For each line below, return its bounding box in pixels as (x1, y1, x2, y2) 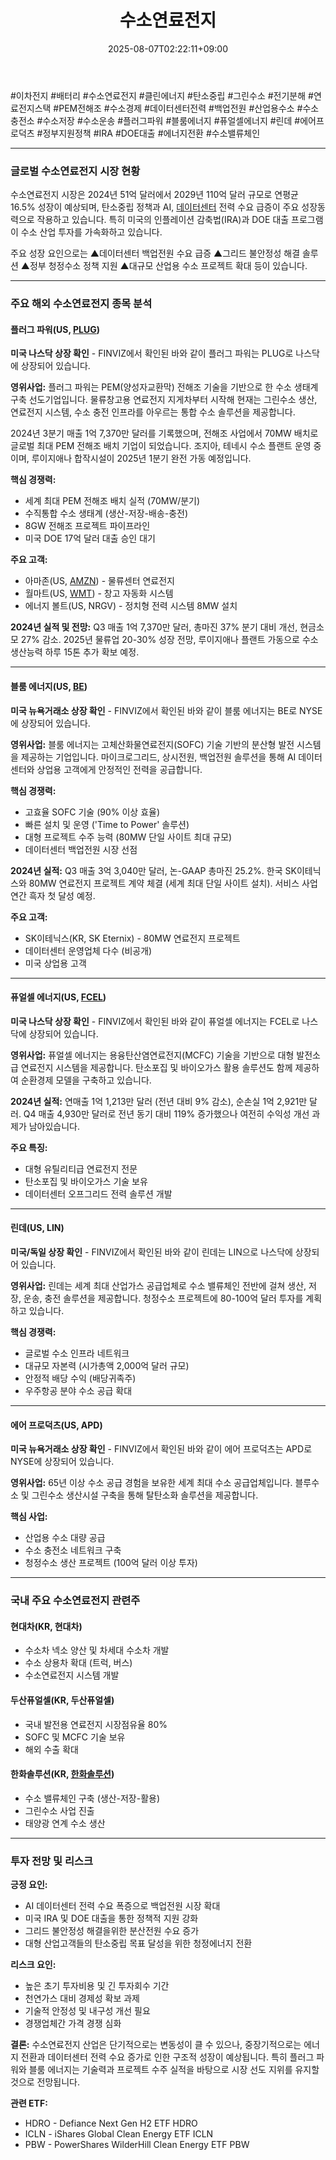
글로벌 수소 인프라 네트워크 (24, 1347, 130, 1359)
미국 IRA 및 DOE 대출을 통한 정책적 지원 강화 (24, 1912, 199, 1924)
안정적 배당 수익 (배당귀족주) (24, 1372, 137, 1384)
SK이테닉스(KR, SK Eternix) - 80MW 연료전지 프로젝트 (24, 932, 241, 944)
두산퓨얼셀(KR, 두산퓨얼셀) (10, 1694, 115, 1706)
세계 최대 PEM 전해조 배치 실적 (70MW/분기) (24, 495, 201, 507)
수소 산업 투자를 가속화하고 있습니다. (20, 226, 163, 238)
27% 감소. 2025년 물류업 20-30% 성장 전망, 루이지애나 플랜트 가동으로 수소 (20, 634, 319, 646)
